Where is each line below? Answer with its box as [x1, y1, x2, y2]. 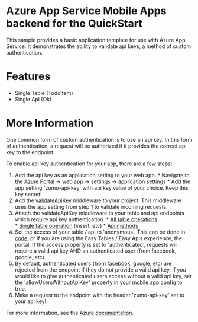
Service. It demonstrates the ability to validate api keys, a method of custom [6, 43, 191, 50]
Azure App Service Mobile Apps [6, 4, 167, 18]
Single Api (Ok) [14, 95, 52, 103]
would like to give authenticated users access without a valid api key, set [14, 272, 192, 279]
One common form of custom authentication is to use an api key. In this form [6, 136, 193, 143]
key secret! [14, 190, 43, 197]
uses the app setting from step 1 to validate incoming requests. [14, 203, 168, 210]
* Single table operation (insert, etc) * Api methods [14, 222, 138, 229]
